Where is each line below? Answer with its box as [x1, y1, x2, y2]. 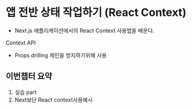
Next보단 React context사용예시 [14, 96, 93, 104]
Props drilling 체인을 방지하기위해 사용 [14, 51, 107, 58]
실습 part [14, 88, 37, 96]
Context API [6, 39, 36, 46]
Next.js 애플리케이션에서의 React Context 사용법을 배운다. [14, 27, 155, 34]
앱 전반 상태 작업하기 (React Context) [6, 5, 187, 19]
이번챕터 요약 [6, 71, 53, 82]
